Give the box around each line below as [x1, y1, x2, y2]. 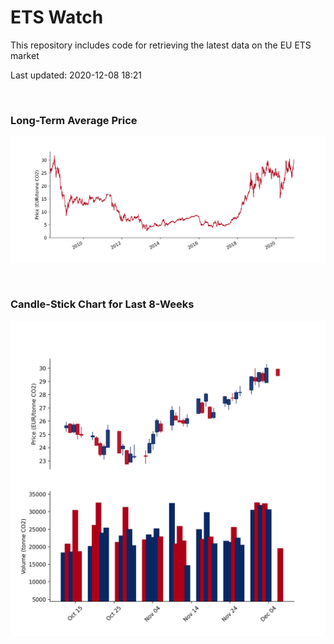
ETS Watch [10, 6, 104, 29]
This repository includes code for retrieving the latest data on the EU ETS [10, 39, 312, 51]
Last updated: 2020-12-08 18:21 [10, 69, 143, 81]
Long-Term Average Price [10, 113, 138, 127]
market [10, 49, 40, 61]
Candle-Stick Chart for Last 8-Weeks [10, 297, 195, 311]
